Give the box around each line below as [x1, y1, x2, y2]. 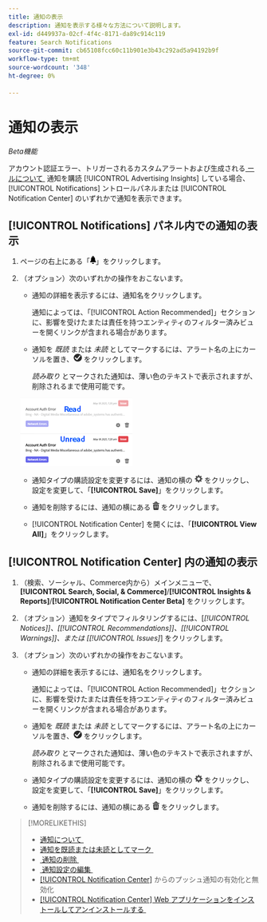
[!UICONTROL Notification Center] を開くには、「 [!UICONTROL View [31, 520, 257, 529]
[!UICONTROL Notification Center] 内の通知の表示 [8, 555, 257, 569]
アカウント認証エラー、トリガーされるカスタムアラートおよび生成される [8, 163, 245, 173]
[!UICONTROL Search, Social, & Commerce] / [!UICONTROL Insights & [19, 587, 252, 597]
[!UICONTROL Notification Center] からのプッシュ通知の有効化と [39, 875, 253, 884]
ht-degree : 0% [8, 72, 56, 80]
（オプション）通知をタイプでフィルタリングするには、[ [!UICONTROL [19, 613, 250, 623]
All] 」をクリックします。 [31, 529, 113, 539]
